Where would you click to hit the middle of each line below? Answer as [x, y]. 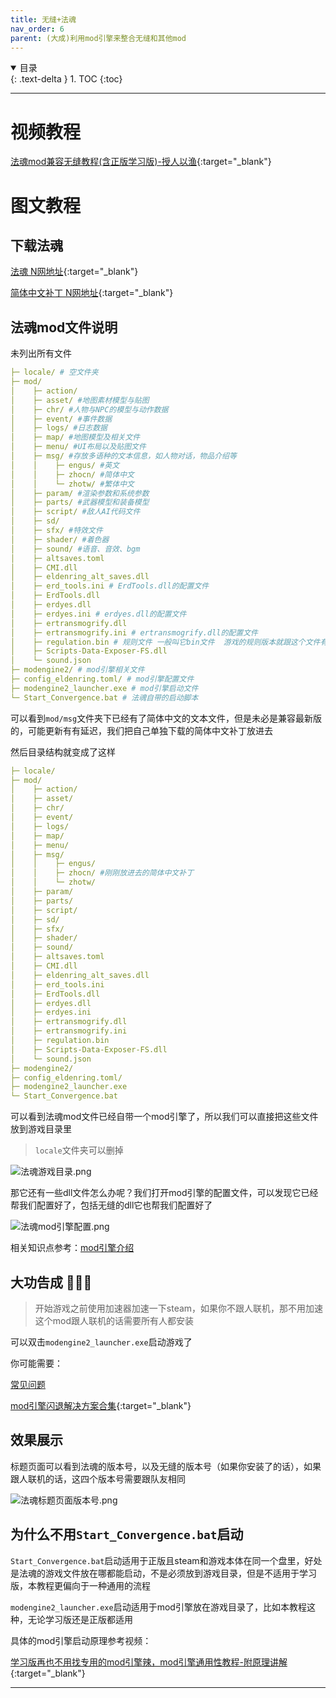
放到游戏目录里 [41, 1129]
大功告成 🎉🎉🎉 [51, 1282]
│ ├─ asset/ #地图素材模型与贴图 [80, 400]
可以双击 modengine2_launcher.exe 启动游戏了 [101, 1342]
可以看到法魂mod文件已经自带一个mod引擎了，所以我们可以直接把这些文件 [164, 1117]
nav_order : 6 [37, 29]
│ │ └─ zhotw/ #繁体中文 [72, 484]
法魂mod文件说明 [64, 327]
